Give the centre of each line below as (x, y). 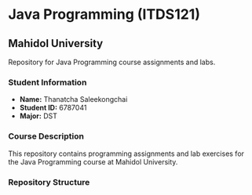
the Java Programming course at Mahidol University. (93, 161)
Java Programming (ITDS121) (104, 14)
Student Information (47, 82)
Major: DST (38, 116)
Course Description (46, 136)
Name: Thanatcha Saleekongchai (73, 99)
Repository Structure (49, 182)
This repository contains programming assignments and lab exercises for (126, 153)
